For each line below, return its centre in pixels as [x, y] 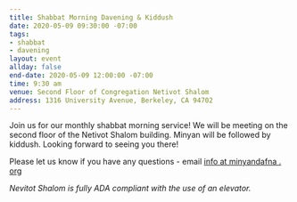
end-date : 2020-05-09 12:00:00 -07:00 [81, 76]
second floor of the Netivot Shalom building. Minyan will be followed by [140, 135]
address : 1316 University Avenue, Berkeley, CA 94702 [111, 100]
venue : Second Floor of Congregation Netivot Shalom [109, 92]
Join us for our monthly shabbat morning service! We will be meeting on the [148, 125]
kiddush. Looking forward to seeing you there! [94, 144]
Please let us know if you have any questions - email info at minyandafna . [145, 162]
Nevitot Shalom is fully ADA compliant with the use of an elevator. [130, 189]
